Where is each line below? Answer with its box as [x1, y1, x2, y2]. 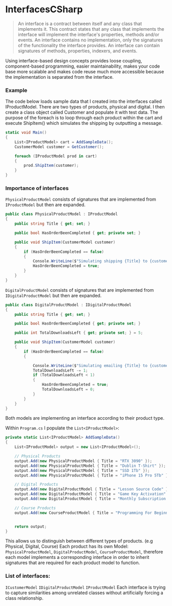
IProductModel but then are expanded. [5, 202, 86, 208]
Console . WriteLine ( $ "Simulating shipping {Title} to [32, 258, 147, 264]
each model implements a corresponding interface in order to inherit [5, 554, 149, 560]
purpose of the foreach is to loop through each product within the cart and [5, 115, 163, 121]
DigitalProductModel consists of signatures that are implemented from [5, 287, 154, 293]
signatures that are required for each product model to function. [5, 559, 140, 566]
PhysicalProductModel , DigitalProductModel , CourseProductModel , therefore [5, 549, 163, 555]
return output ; [14, 524, 47, 529]
